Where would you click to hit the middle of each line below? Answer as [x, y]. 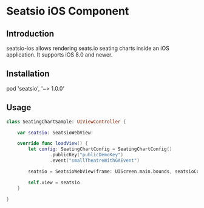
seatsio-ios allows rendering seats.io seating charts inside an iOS [88, 48]
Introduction [30, 34]
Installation [28, 74]
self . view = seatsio [54, 182]
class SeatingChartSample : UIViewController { [66, 122]
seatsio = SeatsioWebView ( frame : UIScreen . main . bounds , [100, 172]
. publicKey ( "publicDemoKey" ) [86, 155]
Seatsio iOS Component [68, 11]
